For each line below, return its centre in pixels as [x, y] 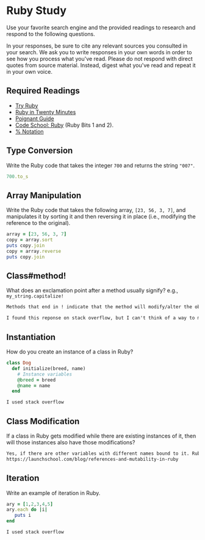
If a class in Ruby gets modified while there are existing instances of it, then [101, 436]
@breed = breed [37, 380]
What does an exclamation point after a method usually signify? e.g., [92, 291]
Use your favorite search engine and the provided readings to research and [101, 27]
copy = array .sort [30, 240]
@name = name [34, 385]
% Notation [29, 131]
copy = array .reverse [34, 251]
